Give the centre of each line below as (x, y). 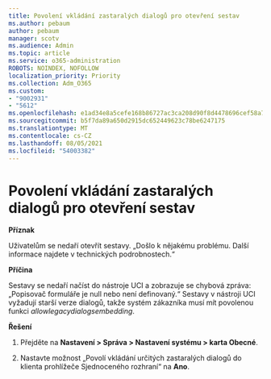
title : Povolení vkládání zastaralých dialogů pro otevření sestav (124, 16)
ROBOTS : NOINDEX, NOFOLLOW (54, 69)
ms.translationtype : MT (48, 128)
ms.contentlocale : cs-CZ (50, 135)
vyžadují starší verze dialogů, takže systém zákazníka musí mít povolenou (131, 302)
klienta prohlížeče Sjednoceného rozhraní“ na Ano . (104, 367)
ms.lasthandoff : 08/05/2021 (56, 143)
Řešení (20, 327)
